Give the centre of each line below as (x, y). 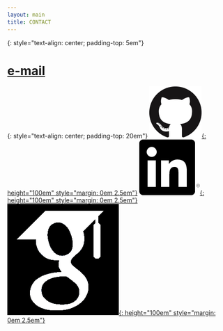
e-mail (26, 71)
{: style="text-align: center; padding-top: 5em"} (76, 42)
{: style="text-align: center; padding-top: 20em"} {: (107, 136)
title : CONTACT (29, 22)
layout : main (26, 15)
